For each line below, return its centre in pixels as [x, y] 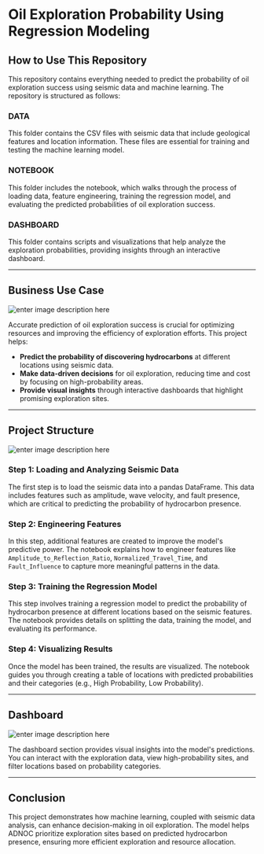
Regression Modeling [79, 31]
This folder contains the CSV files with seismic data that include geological [129, 133]
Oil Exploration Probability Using [116, 15]
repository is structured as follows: [64, 96]
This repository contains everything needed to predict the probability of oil [129, 79]
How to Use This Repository [78, 60]
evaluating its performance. [53, 629]
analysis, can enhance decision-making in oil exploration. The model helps [129, 825]
